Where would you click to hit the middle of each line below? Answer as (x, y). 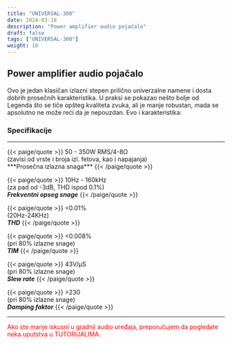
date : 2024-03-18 (32, 20)
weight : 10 (23, 46)
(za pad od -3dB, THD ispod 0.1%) (56, 187)
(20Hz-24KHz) (28, 216)
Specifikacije (30, 130)
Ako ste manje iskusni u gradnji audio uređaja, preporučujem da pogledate (113, 327)
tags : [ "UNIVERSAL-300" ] (43, 39)
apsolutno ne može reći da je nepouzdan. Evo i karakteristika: (95, 112)
